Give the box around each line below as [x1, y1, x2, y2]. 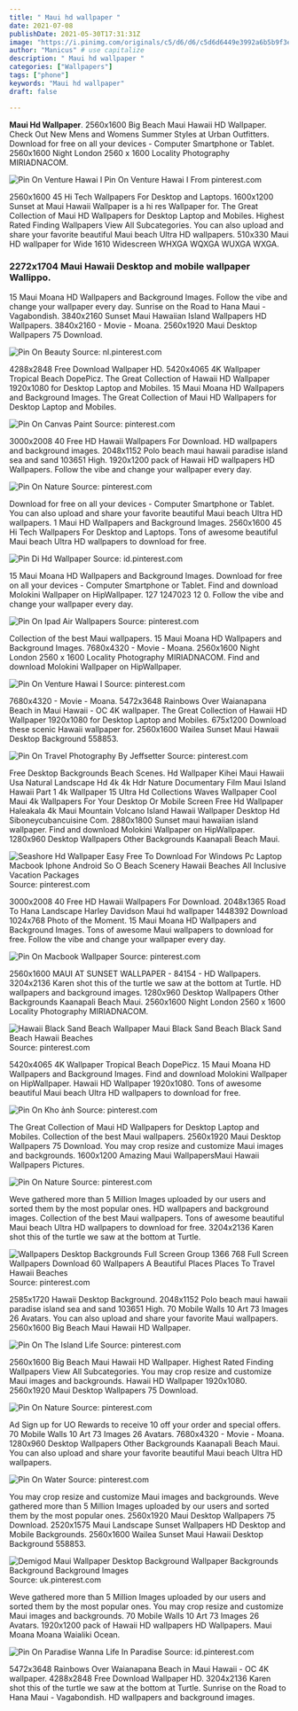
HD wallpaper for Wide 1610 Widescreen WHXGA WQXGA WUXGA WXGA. [9, 238, 279, 249]
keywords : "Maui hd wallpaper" [9, 79, 125, 88]
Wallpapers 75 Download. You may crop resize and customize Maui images [9, 1140, 284, 1151]
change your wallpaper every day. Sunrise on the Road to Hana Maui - [9, 301, 266, 311]
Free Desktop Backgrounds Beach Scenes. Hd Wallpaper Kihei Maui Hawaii [9, 768, 285, 778]
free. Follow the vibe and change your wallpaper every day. [9, 934, 226, 944]
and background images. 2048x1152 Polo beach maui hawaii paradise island [9, 445, 288, 456]
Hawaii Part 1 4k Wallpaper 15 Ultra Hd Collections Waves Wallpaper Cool [9, 786, 278, 797]
